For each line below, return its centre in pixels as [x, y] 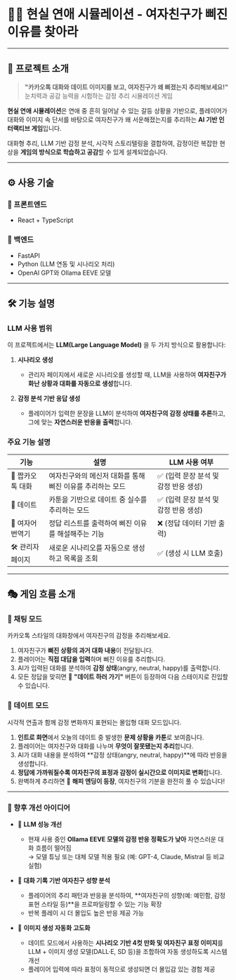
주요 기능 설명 [29, 442]
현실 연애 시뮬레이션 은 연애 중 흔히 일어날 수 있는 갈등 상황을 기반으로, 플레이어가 [117, 110]
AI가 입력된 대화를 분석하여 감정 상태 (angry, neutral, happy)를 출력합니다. [119, 668]
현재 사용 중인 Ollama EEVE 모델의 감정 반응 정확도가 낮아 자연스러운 [122, 839]
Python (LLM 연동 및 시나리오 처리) [66, 263]
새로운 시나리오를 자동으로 [90, 548]
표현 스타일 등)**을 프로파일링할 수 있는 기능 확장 [95, 904]
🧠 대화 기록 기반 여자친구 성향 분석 [64, 880]
